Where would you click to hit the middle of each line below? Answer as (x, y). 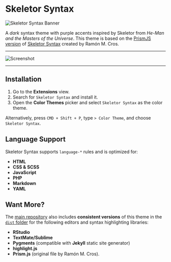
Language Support (36, 139)
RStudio (21, 232)
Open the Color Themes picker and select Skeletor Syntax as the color (88, 102)
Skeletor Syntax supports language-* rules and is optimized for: (72, 152)
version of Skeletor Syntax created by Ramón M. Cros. (62, 43)
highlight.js (25, 249)
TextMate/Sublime (33, 237)
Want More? (25, 205)
